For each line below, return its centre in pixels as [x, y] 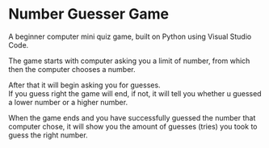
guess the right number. [48, 135]
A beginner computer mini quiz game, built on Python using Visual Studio [130, 36]
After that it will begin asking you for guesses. [84, 85]
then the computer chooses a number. [72, 69]
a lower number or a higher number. [68, 102]
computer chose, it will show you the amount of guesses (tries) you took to [133, 126]
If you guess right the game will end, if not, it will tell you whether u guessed [135, 93]
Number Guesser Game [89, 14]
